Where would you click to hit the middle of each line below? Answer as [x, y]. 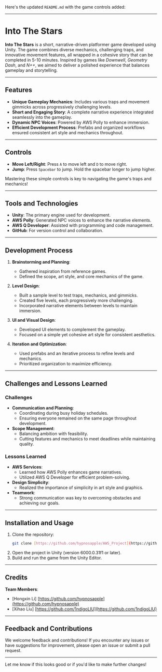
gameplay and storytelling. [31, 70]
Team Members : [22, 589]
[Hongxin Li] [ [26, 598]
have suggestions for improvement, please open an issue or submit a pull [78, 645]
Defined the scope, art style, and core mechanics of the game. [81, 277]
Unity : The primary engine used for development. [61, 215]
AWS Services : [27, 467]
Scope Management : [33, 428]
